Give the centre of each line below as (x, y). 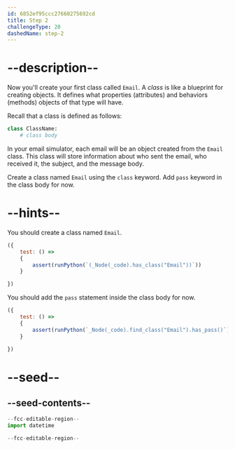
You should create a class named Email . (65, 232)
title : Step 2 (28, 20)
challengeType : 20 (34, 27)
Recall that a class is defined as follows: (65, 116)
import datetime (31, 426)
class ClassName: (33, 129)
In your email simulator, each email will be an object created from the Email (115, 149)
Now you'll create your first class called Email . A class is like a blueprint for (115, 88)
